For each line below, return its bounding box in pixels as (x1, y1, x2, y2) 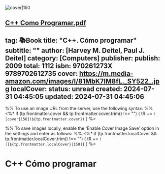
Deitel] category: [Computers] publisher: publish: (5, 54, 161, 62)
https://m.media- (79, 69, 134, 78)
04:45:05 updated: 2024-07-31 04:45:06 (13, 92, 144, 101)
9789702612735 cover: (5, 69, 78, 78)
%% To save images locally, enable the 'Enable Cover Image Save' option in (5, 125, 159, 131)
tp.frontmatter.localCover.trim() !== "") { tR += (5, 136, 99, 142)
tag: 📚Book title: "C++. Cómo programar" (5, 36, 137, 44)
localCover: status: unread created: (10, 85, 122, 93)
